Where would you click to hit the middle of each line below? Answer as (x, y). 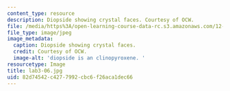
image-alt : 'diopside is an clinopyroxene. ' (79, 58)
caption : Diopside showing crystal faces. (75, 45)
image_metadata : (30, 39)
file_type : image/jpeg (39, 32)
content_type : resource (41, 13)
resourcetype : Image (37, 64)
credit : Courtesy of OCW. (50, 52)
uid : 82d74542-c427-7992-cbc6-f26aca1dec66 (70, 77)
